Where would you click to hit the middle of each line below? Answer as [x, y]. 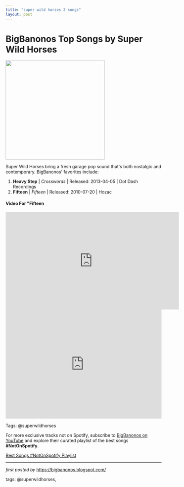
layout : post [19, 14]
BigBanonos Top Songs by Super [74, 39]
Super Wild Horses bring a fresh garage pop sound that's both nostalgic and [83, 167]
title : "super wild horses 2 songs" [43, 10]
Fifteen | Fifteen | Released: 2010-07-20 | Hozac [62, 192]
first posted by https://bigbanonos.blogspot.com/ [56, 470]
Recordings [24, 187]
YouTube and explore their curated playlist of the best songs [67, 440]
